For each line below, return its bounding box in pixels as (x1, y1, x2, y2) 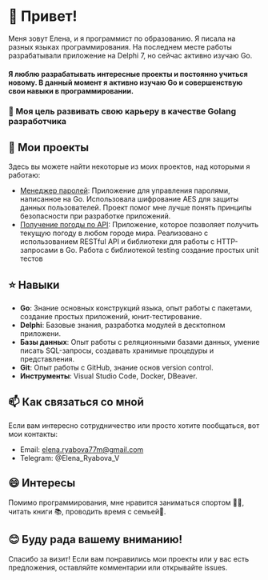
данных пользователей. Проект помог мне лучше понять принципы (19, 203, 252, 213)
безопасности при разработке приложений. (19, 211, 171, 221)
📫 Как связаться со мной (8, 395, 144, 409)
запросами (19, 246, 58, 255)
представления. (19, 354, 74, 364)
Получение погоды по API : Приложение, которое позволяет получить (19, 220, 258, 230)
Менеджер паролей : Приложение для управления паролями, (19, 186, 230, 195)
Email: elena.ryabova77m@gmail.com (19, 444, 144, 454)
